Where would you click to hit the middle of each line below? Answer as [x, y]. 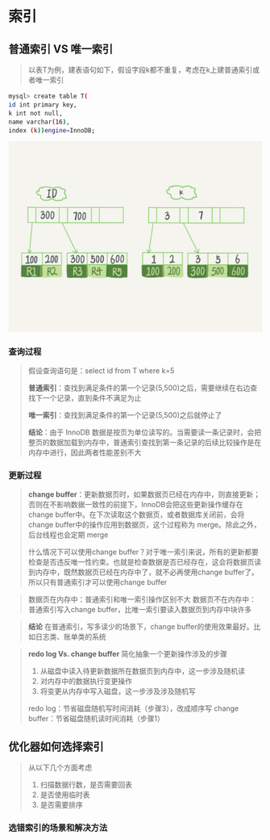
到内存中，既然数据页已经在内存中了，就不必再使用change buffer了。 [143, 572]
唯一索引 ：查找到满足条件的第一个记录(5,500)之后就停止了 [125, 415]
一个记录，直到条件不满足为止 [92, 398]
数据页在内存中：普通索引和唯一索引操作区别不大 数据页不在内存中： [142, 599]
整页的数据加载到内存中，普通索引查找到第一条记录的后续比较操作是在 [145, 443]
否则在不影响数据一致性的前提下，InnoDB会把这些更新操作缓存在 [135, 505]
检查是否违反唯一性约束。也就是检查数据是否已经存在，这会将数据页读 [145, 562]
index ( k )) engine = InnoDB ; [52, 130]
